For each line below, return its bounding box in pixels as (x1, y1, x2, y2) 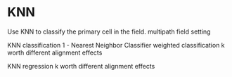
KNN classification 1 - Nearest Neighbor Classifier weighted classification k (7, 41, 225, 49)
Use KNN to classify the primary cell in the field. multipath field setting (7, 27, 211, 36)
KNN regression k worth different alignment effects (7, 62, 155, 70)
